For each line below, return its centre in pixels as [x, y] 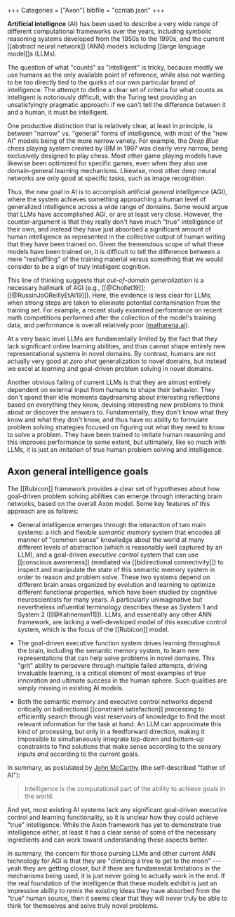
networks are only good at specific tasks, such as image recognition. [107, 178]
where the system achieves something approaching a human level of [107, 199]
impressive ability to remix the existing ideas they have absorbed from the [114, 890]
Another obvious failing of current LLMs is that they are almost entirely [109, 382]
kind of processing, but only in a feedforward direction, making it [111, 731]
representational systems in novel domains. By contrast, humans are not [112, 354]
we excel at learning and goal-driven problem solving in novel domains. [110, 368]
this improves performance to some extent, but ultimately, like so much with [117, 442]
